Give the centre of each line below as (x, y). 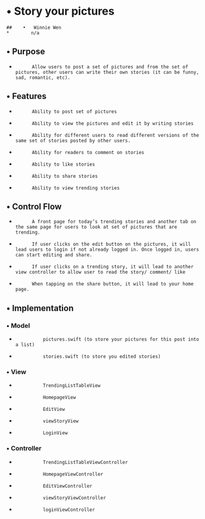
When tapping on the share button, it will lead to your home (113, 284)
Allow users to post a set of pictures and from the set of (110, 67)
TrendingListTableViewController (85, 462)
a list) (25, 345)
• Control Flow (34, 206)
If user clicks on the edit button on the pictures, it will (111, 245)
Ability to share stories (65, 176)
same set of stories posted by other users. (73, 141)
